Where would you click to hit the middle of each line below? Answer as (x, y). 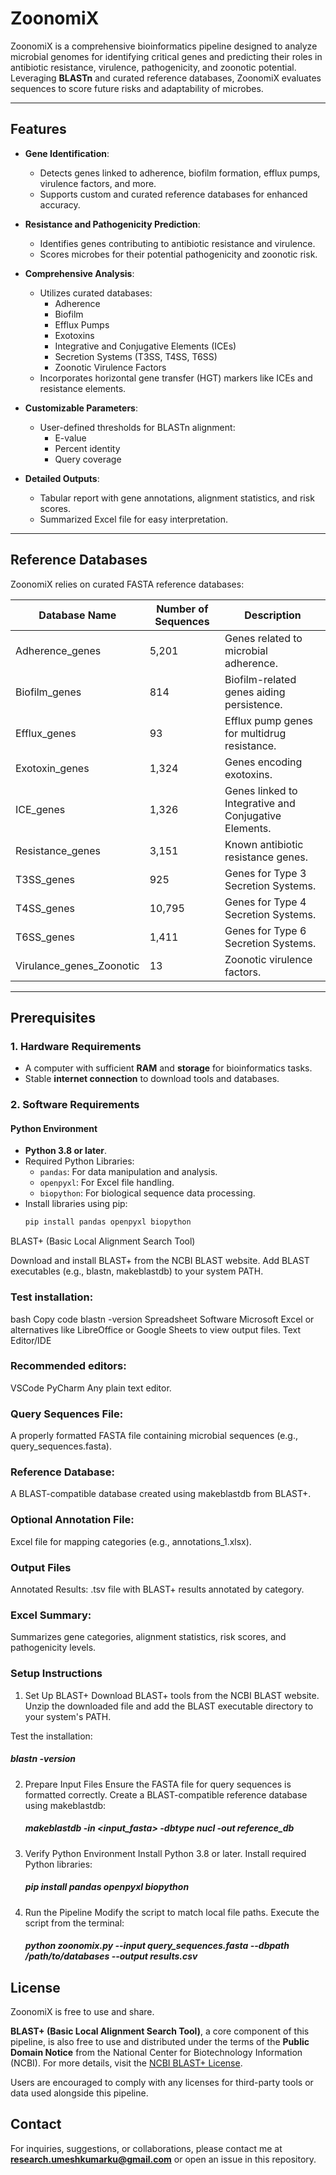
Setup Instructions (56, 1674)
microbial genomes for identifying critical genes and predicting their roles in (166, 56)
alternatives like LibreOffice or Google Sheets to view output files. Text (156, 1329)
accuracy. (60, 204)
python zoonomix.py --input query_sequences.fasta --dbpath (157, 1946)
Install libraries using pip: (76, 1204)
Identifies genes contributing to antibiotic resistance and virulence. (177, 243)
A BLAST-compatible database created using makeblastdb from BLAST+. (161, 1494)
